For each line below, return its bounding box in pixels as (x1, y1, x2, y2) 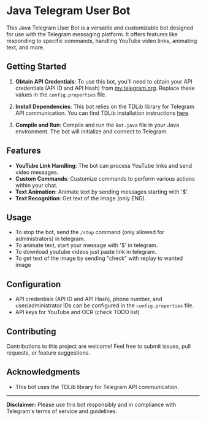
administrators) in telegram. (15, 235, 85, 243)
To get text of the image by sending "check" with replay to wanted (15, 254, 183, 262)
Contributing (6, 326, 56, 337)
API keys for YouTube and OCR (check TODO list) (15, 309, 140, 316)
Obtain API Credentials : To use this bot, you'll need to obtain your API (15, 77, 193, 85)
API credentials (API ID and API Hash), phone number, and (15, 296, 162, 303)
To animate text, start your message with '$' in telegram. (15, 242, 158, 249)
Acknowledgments (6, 367, 81, 377)
